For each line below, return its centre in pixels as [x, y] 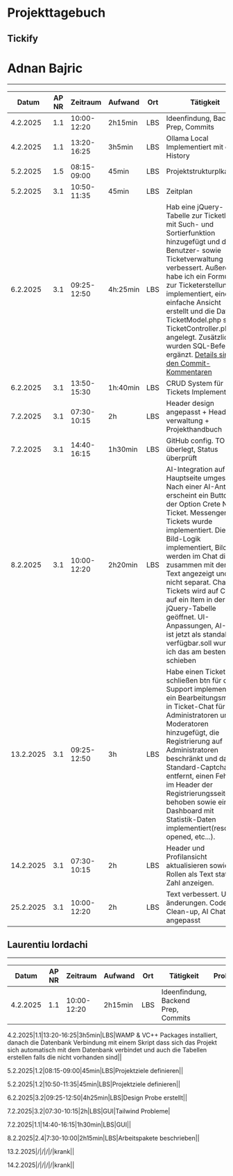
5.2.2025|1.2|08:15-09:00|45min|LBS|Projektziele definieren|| [95, 1071]
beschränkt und [192, 758]
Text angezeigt [190, 573]
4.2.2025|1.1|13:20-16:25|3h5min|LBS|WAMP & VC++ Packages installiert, [112, 1035]
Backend [176, 1001]
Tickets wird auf [192, 591]
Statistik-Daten [191, 819]
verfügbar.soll [189, 643]
